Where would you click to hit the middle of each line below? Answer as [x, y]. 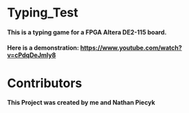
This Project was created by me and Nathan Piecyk [81, 103]
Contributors [45, 83]
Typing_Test [43, 13]
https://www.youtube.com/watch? [131, 48]
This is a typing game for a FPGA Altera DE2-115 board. [87, 32]
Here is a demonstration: [43, 48]
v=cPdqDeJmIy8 [32, 55]
